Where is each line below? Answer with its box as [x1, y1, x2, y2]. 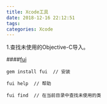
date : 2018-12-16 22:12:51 [6, 15, 75, 21]
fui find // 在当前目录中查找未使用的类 [6, 92, 101, 98]
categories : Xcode [6, 26, 53, 32]
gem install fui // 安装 [6, 69, 70, 75]
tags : [6, 20, 20, 26]
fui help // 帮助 [6, 81, 51, 87]
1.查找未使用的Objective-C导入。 [6, 43, 89, 51]
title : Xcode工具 [6, 9, 49, 15]
